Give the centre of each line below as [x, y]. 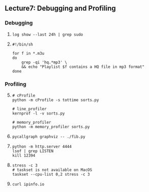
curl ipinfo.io [28, 184]
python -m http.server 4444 [42, 147]
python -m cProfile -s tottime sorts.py [55, 100]
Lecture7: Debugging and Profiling [61, 8]
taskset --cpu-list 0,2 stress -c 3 [51, 174]
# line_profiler [29, 109]
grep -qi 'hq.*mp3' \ [44, 62]
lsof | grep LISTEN [33, 151]
